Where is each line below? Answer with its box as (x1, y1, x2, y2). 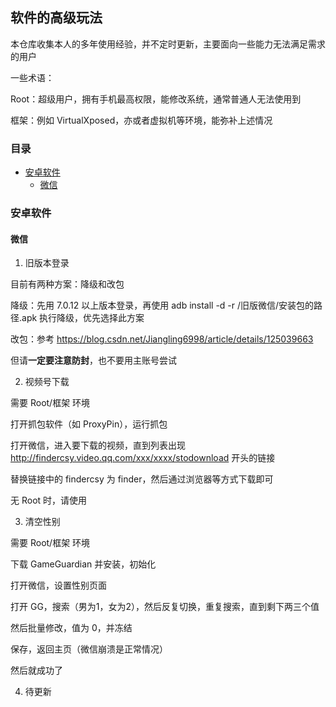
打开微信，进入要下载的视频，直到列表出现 (10, 439, 186, 452)
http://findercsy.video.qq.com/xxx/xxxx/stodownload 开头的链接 (10, 452, 276, 464)
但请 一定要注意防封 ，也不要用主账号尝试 (10, 354, 177, 367)
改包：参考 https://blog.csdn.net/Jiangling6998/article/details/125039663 (10, 333, 314, 345)
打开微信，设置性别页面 (10, 579, 107, 592)
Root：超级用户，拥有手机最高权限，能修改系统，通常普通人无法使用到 (10, 93, 302, 105)
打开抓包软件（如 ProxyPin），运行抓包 (10, 418, 168, 430)
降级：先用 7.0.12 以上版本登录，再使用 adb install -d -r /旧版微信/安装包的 (10, 299, 315, 312)
